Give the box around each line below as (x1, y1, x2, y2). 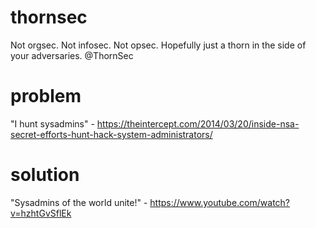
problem (10, 85, 82, 108)
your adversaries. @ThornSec (10, 49, 134, 61)
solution (10, 164, 80, 186)
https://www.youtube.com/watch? (149, 196, 291, 208)
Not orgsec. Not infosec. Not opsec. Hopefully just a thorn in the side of (10, 39, 307, 51)
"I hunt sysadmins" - (10, 117, 95, 130)
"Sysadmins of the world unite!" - (10, 196, 148, 208)
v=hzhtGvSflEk (10, 207, 72, 219)
